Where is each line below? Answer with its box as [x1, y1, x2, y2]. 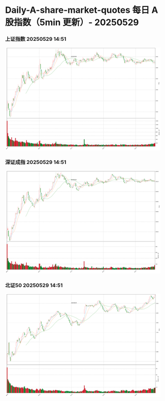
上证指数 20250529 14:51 [5, 35, 66, 42]
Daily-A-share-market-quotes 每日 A [5, 4, 159, 16]
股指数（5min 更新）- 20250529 [5, 17, 139, 28]
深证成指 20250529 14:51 [5, 159, 66, 166]
